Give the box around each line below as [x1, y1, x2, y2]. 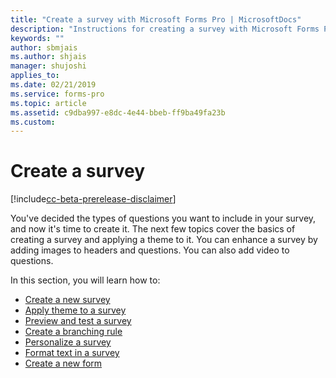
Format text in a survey [24, 347, 120, 359]
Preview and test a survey [24, 315, 132, 327]
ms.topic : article [10, 98, 87, 108]
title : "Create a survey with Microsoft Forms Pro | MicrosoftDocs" [10, 14, 302, 25]
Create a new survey [24, 294, 111, 306]
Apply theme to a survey [24, 304, 127, 316]
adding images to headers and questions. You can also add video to [10, 244, 290, 256]
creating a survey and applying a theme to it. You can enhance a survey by [10, 234, 318, 246]
